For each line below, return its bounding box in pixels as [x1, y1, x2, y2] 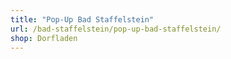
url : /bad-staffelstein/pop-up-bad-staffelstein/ [10, 24, 222, 34]
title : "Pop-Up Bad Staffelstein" [10, 14, 155, 25]
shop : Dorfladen [10, 33, 78, 43]
